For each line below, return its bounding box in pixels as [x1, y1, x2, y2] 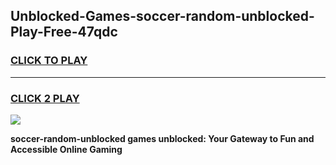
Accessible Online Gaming [10, 143, 123, 155]
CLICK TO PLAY [10, 54, 88, 68]
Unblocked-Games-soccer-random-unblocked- [10, 8, 315, 25]
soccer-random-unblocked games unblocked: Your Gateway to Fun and [10, 132, 315, 144]
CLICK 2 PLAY [10, 91, 80, 105]
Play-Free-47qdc [10, 24, 118, 41]
